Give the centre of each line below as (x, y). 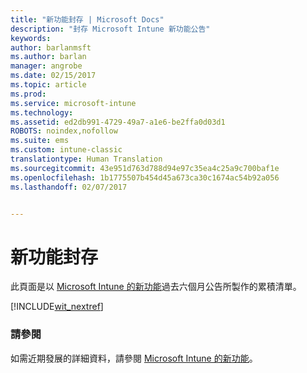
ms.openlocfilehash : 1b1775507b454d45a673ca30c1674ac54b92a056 (145, 177)
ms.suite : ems (40, 141)
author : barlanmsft (51, 47)
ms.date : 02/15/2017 (53, 76)
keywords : (31, 38)
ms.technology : (42, 112)
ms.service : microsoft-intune (73, 103)
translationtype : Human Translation (86, 159)
